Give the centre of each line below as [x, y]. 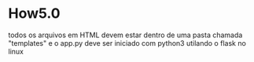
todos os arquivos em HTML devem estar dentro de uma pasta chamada [125, 35]
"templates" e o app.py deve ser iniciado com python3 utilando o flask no [127, 43]
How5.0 [34, 14]
